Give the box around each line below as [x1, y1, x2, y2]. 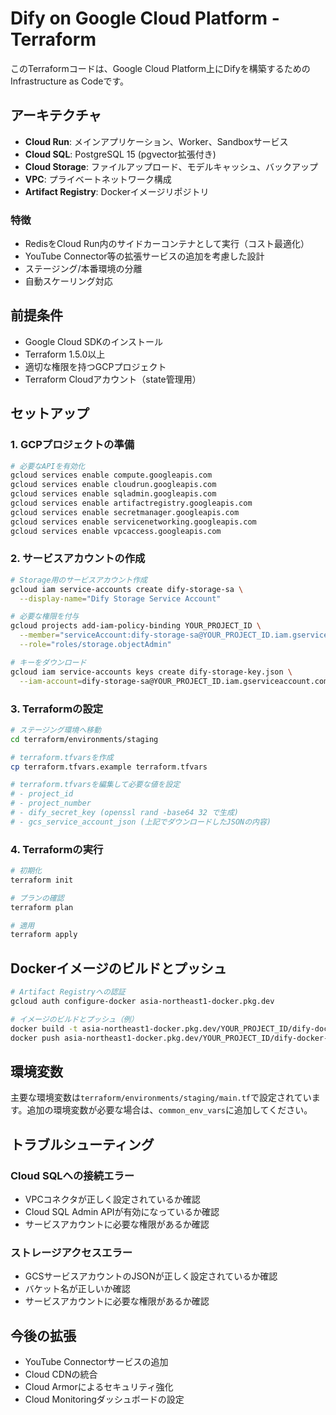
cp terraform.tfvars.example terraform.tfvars [10, 762, 208, 772]
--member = [19, 630, 60, 641]
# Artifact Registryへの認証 [10, 987, 126, 997]
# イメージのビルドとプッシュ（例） [10, 1014, 139, 1024]
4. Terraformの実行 [10, 842, 104, 856]
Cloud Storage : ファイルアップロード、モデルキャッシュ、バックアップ [24, 160, 319, 172]
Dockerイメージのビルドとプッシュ [10, 960, 227, 977]
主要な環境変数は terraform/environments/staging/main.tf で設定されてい [10, 1092, 312, 1104]
